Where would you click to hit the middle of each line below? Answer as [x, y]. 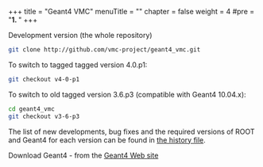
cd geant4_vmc [32, 109]
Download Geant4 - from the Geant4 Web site [83, 155]
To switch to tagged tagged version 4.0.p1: [78, 65]
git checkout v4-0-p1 [44, 79]
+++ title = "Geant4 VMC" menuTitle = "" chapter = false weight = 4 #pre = [131, 11]
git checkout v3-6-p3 [44, 116]
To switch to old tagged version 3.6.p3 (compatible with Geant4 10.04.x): [127, 94]
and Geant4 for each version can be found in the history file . [107, 140]
